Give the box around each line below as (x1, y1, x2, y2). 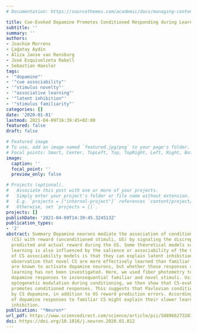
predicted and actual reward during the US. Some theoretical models (11, 242, 185, 248)
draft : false (6, 128, 38, 134)
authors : (6, 36, 28, 42)
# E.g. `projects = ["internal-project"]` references (6, 198, 145, 204)
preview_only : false (11, 171, 62, 178)
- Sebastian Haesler (6, 63, 57, 69)
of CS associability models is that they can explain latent (11, 253, 164, 259)
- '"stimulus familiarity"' (6, 101, 75, 107)
